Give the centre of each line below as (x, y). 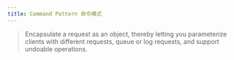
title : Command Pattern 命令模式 (55, 14)
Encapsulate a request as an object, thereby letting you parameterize (126, 34)
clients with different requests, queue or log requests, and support (122, 41)
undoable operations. (56, 49)
